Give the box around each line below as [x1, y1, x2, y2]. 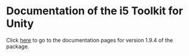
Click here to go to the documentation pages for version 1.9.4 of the [6, 36, 173, 43]
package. [6, 43, 29, 50]
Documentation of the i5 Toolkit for [6, 4, 184, 18]
